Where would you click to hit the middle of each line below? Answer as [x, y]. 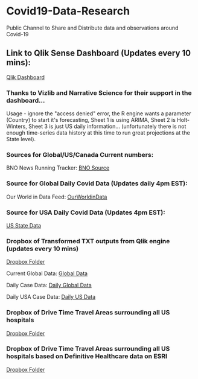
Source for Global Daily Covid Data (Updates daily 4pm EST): [97, 183]
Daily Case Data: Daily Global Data [49, 285]
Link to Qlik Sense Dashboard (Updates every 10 [99, 53]
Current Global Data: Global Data [47, 273]
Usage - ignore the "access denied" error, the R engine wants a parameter [99, 113]
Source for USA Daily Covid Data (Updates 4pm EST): [86, 212]
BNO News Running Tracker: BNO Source [58, 168]
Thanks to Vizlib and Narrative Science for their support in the [99, 93]
